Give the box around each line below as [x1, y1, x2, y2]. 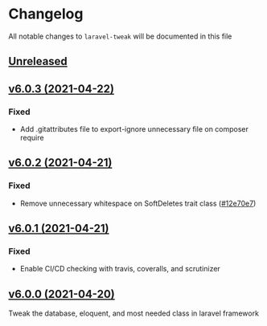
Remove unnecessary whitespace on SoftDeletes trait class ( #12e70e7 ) [19, 198, 257, 208]
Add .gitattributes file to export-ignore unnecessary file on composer [19, 124, 249, 134]
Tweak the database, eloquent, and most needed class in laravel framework [8, 308, 260, 318]
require [19, 133, 44, 143]
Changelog [8, 5, 84, 23]
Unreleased [8, 55, 68, 68]
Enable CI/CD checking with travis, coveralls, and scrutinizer [19, 264, 221, 274]
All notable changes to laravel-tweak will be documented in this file [8, 31, 232, 41]
